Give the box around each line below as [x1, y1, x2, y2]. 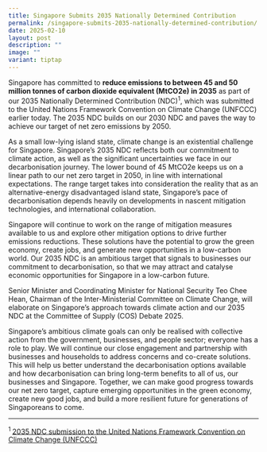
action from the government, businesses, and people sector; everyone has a [8, 334, 258, 344]
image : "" [8, 48, 41, 56]
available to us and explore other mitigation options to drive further [8, 228, 227, 238]
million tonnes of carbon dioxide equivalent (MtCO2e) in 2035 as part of [8, 86, 250, 95]
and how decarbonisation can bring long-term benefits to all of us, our [8, 369, 238, 378]
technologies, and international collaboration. [8, 204, 157, 214]
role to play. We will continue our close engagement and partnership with [8, 343, 248, 353]
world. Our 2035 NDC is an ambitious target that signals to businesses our [8, 253, 252, 263]
